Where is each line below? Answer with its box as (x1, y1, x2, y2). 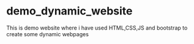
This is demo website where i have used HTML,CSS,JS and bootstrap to (6, 24, 188, 31)
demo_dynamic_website (6, 4, 133, 18)
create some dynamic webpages (6, 30, 89, 37)
